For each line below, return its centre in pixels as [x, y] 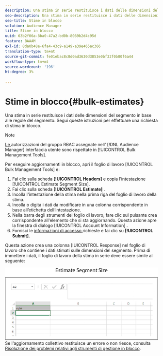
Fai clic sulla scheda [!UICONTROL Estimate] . [58, 189]
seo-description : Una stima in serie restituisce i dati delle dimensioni [82, 15]
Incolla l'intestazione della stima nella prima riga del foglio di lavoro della [84, 194]
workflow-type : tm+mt [27, 62]
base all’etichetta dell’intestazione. [47, 210]
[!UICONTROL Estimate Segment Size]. [51, 184]
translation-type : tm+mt [30, 51]
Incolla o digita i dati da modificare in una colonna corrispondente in [80, 205]
